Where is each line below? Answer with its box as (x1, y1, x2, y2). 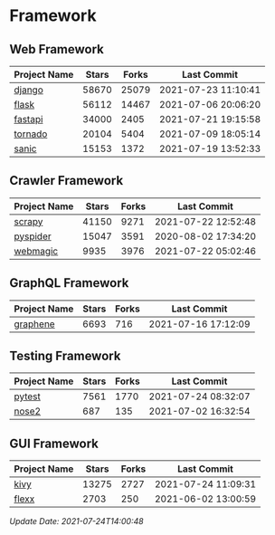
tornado (14, 128, 48, 140)
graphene (14, 318, 56, 330)
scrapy (14, 215, 43, 227)
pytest (14, 390, 41, 403)
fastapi (14, 113, 43, 125)
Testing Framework (9, 349, 121, 364)
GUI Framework (9, 435, 100, 451)
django (14, 83, 43, 96)
